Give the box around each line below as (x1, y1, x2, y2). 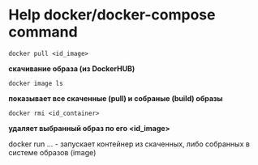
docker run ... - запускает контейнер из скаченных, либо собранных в (8, 139, 250, 149)
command (8, 23, 79, 41)
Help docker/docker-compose (8, 6, 216, 24)
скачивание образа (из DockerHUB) (8, 63, 135, 74)
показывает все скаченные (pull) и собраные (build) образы (8, 93, 223, 103)
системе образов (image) (8, 147, 97, 157)
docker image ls (8, 79, 63, 87)
